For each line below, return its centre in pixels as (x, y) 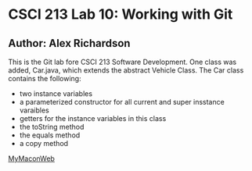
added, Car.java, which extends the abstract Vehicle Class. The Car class (126, 70)
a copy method (44, 143)
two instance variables (56, 94)
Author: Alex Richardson (69, 43)
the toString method (52, 127)
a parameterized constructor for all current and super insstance (122, 102)
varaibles (34, 110)
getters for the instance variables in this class (93, 118)
